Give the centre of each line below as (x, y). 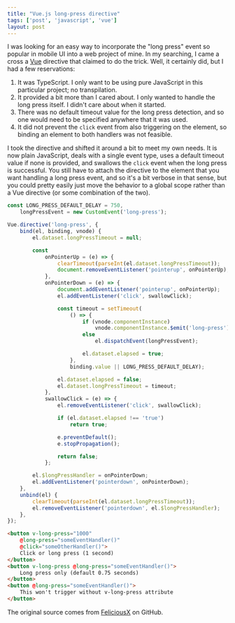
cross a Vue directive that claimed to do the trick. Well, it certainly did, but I (115, 62)
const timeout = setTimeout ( (99, 309)
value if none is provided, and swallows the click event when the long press (117, 163)
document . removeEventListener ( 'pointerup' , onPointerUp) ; (143, 270)
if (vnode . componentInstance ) (126, 322)
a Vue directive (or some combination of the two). (79, 192)
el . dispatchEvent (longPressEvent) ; (147, 341)
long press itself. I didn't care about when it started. (92, 105)
